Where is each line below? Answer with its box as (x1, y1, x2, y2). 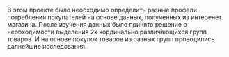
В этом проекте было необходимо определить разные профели (7, 6, 197, 14)
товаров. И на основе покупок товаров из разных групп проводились (7, 35, 215, 43)
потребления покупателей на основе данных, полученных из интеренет (7, 13, 222, 21)
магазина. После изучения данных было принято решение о (7, 21, 188, 28)
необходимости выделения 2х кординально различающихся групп (7, 27, 207, 36)
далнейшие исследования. (7, 43, 87, 50)
